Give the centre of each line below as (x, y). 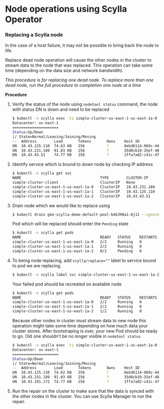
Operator (24, 19)
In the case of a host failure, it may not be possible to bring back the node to (82, 46)
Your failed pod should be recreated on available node (67, 284)
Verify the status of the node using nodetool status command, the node (85, 104)
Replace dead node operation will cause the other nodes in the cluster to (78, 60)
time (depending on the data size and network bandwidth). (64, 71)
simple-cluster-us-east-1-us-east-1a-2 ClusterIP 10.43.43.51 (81, 196)
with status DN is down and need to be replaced (61, 109)
